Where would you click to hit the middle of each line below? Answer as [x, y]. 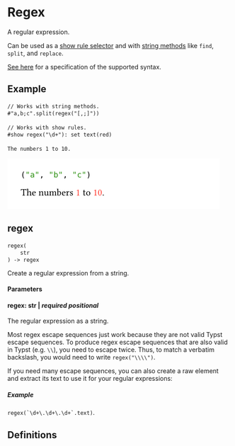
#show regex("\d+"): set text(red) [60, 135]
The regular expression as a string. [58, 321]
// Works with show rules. [47, 127]
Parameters [25, 289]
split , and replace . [35, 53]
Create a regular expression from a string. [68, 273]
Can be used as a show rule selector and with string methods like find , [111, 45]
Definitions [32, 435]
